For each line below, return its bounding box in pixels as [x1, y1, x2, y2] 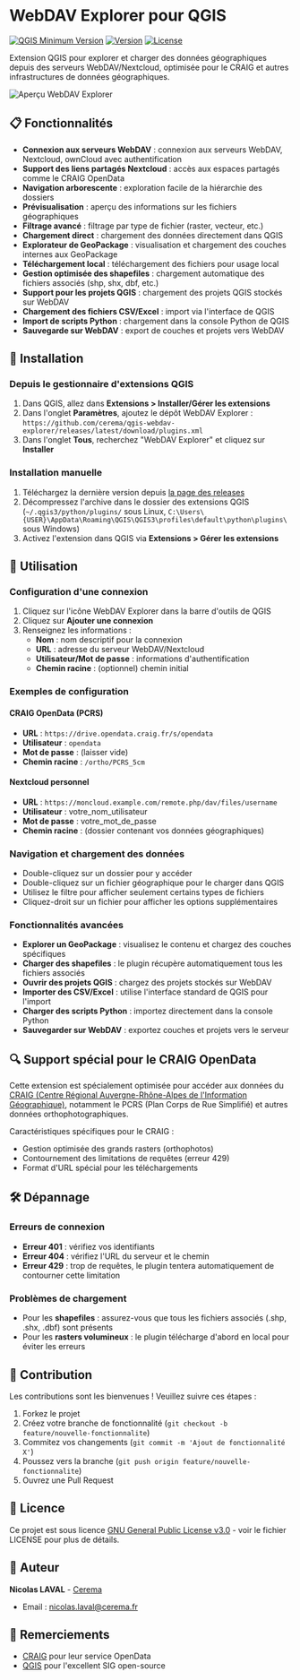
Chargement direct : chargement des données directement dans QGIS [21, 229, 284, 240]
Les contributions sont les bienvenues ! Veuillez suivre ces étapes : [9, 1391, 257, 1401]
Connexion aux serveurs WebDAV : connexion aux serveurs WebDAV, [21, 144, 283, 155]
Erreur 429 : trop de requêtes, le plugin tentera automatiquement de [21, 1260, 275, 1271]
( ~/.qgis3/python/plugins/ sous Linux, [21, 505, 167, 516]
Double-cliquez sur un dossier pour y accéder [21, 868, 193, 879]
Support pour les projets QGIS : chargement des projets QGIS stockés [21, 287, 283, 297]
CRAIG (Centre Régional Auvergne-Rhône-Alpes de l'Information [9, 1090, 248, 1100]
